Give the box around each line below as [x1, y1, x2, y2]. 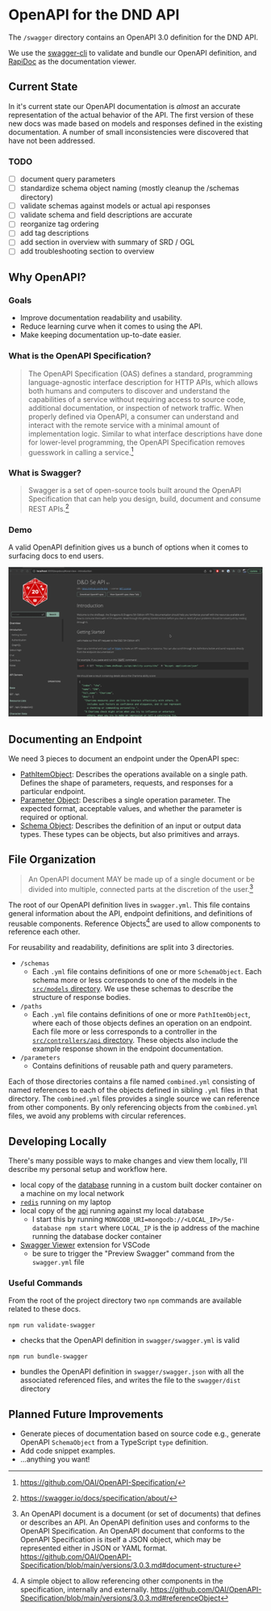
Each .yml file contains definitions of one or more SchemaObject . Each [31, 967, 262, 977]
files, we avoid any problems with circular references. [8, 1111, 186, 1121]
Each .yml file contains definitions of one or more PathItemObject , [31, 1010, 251, 1019]
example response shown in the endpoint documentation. [31, 1044, 223, 1054]
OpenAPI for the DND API [8, 6, 180, 24]
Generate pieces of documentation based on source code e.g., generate [19, 1429, 261, 1438]
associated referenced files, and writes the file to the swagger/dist [19, 1375, 241, 1385]
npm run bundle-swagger [8, 1353, 89, 1361]
